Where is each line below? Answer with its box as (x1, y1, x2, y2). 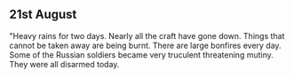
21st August (9, 7, 77, 22)
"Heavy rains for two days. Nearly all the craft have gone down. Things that (9, 30, 285, 41)
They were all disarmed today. (9, 58, 120, 69)
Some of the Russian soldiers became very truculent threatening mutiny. (9, 49, 274, 60)
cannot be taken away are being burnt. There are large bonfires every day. (9, 40, 282, 51)
